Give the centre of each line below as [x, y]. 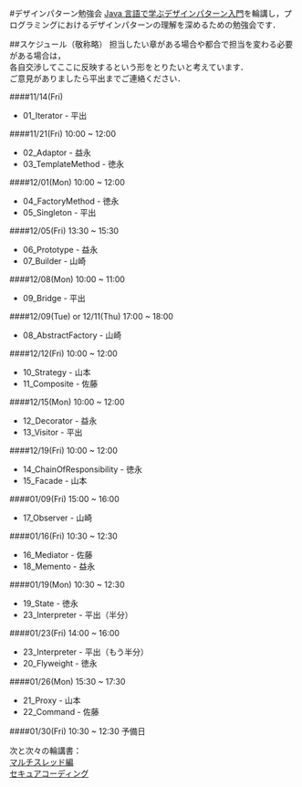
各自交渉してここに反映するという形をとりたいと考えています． [129, 67]
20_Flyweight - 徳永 [60, 663]
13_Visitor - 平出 [52, 432]
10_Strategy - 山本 [57, 372]
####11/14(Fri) [36, 97]
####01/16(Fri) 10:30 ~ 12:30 [64, 536]
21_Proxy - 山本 [52, 700]
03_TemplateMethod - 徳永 [73, 164]
